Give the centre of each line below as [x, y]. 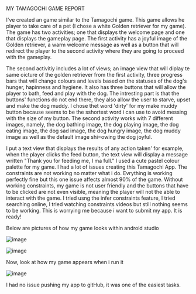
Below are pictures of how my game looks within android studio [82, 228]
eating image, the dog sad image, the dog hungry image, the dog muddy [94, 131]
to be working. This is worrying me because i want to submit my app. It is [94, 211]
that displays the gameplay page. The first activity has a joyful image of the [97, 38]
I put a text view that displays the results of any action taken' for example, [95, 148]
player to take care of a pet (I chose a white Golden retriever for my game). [96, 26]
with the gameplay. [29, 57]
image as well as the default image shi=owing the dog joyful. [79, 137]
